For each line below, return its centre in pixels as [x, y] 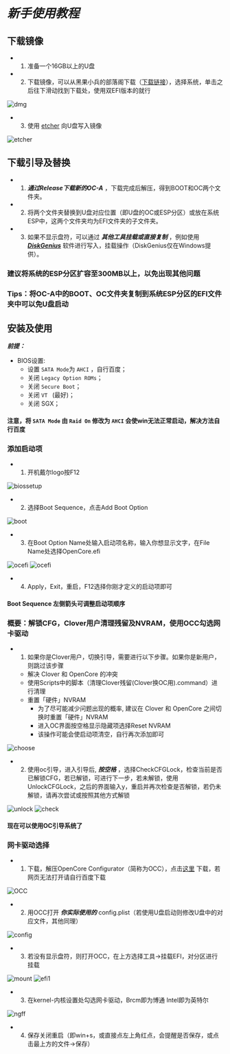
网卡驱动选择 [28, 845]
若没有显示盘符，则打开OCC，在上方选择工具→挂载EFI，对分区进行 [123, 956]
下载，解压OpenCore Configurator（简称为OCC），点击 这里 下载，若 [124, 868]
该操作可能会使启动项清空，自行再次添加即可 [101, 735]
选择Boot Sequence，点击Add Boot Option [88, 508]
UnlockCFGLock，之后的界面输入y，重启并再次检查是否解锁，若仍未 [124, 787]
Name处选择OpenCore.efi [64, 551]
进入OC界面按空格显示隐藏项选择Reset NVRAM [104, 726]
